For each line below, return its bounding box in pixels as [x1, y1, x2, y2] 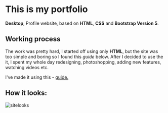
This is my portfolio [5, 4, 88, 15]
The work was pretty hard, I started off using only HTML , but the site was [5, 48, 158, 54]
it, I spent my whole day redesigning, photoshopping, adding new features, [5, 59, 161, 65]
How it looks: [5, 89, 47, 97]
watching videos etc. [5, 64, 49, 70]
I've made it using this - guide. [5, 74, 69, 80]
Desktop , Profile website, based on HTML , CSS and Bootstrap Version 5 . [5, 20, 159, 26]
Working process [5, 35, 61, 43]
